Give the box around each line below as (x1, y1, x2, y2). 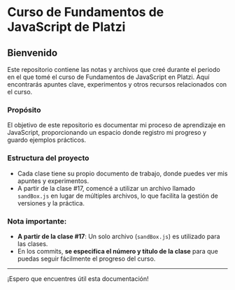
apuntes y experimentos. (17, 176, 90, 185)
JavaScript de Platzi (7, 19, 126, 35)
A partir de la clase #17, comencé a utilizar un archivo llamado (17, 184, 196, 192)
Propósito (7, 105, 41, 115)
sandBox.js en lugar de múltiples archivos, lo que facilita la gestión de (17, 191, 218, 200)
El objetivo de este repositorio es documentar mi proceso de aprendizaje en (7, 121, 226, 129)
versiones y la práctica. (17, 198, 85, 207)
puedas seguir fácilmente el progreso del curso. (17, 254, 156, 263)
